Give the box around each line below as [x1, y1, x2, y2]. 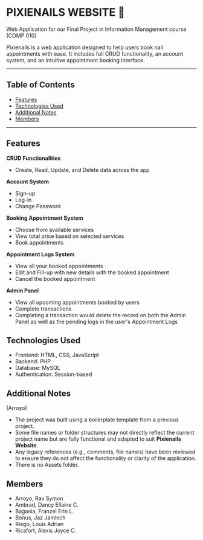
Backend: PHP [14, 358, 51, 365]
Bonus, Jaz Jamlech [14, 514, 66, 521]
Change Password [14, 202, 61, 209]
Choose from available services [14, 226, 94, 233]
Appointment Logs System [6, 251, 75, 258]
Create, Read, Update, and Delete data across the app [14, 166, 150, 173]
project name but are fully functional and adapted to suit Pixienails [14, 435, 181, 443]
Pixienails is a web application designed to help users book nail [6, 44, 164, 51]
